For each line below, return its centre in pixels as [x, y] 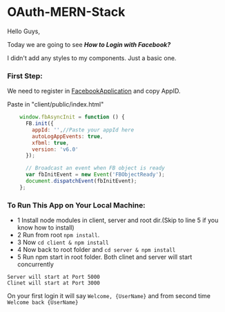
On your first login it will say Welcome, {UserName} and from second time [109, 296]
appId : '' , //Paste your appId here [83, 130]
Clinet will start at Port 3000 [53, 283]
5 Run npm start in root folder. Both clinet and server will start [105, 257]
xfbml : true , [51, 143]
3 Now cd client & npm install [63, 242]
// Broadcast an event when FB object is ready [95, 168]
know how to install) [46, 228]
